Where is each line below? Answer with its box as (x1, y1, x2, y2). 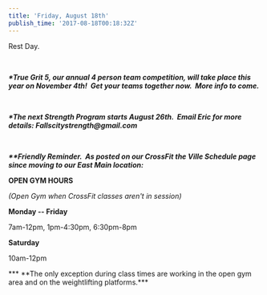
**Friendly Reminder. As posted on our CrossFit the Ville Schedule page (8, 152, 257, 161)
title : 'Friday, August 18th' (8, 11, 110, 20)
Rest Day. (8, 41, 40, 51)
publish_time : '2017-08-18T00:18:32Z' (8, 19, 138, 27)
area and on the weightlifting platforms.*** (8, 277, 149, 287)
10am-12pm (8, 253, 47, 263)
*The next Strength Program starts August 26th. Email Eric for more (8, 111, 242, 121)
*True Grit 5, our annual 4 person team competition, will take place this (8, 72, 251, 82)
